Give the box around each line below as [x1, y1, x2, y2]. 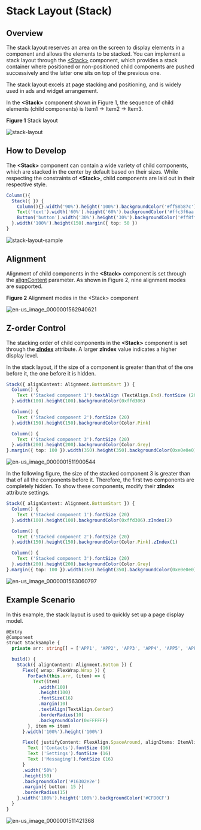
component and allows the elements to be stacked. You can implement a [6, 50, 185, 57]
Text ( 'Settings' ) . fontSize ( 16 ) [28, 750, 111, 757]
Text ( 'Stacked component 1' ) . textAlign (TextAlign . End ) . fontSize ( [17, 392, 191, 399]
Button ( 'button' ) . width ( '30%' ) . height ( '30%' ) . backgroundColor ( [17, 214, 178, 221]
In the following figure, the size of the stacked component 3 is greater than [6, 470, 190, 477]
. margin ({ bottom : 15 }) [22, 784, 84, 790]
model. [6, 617, 23, 624]
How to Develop [6, 146, 67, 156]
